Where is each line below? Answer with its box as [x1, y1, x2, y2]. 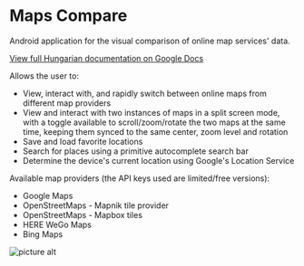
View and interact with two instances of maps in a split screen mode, [22, 107, 280, 118]
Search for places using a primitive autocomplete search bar [22, 146, 250, 157]
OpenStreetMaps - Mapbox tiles [22, 209, 143, 220]
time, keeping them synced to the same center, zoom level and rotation [22, 126, 289, 137]
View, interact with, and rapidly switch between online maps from [22, 88, 268, 99]
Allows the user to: [9, 70, 80, 81]
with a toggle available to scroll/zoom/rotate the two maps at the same [22, 117, 286, 128]
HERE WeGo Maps [22, 219, 93, 230]
